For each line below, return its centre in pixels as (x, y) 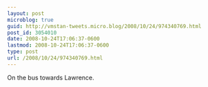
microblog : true (30, 20)
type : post (23, 52)
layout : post (26, 13)
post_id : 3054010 (32, 33)
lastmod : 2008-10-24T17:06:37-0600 (58, 45)
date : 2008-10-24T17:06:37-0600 (53, 39)
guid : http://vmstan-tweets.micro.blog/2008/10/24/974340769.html (104, 26)
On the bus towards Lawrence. (51, 77)
